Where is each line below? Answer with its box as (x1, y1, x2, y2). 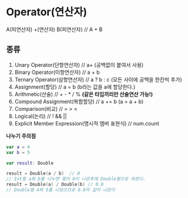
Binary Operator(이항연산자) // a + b (14, 69, 100, 76)
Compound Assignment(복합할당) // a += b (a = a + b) (14, 98, 144, 105)
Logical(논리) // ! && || (14, 112, 67, 120)
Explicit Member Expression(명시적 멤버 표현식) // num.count (14, 120, 160, 127)
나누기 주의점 (6, 132, 36, 139)
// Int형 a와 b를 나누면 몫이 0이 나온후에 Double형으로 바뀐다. (6, 176, 146, 182)
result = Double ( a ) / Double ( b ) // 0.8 (6, 182, 104, 187)
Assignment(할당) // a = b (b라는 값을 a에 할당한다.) (14, 83, 136, 90)
